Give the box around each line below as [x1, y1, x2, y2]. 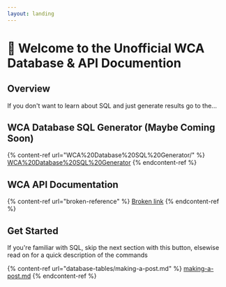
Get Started [7, 225, 59, 237]
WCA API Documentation [7, 179, 119, 191]
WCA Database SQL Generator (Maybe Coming [7, 122, 216, 133]
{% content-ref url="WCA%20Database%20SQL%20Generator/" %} [7, 151, 206, 159]
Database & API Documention [7, 55, 181, 71]
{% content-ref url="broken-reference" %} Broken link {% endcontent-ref [7, 197, 220, 206]
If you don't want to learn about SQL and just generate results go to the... [7, 101, 218, 110]
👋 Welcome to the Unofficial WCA [7, 40, 205, 56]
